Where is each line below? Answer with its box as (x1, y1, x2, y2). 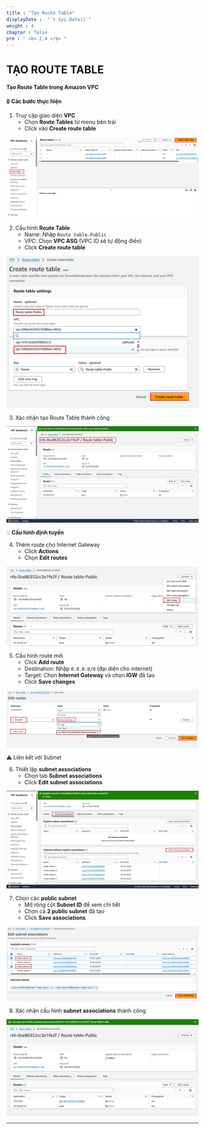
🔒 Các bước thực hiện (6, 97, 62, 105)
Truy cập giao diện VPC (15, 111, 76, 119)
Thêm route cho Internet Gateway (15, 541, 101, 548)
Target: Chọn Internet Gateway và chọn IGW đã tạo (24, 672, 155, 679)
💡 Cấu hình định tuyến (6, 529, 64, 536)
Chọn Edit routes (24, 554, 68, 561)
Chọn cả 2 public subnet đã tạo (24, 908, 105, 915)
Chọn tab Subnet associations (24, 772, 103, 780)
